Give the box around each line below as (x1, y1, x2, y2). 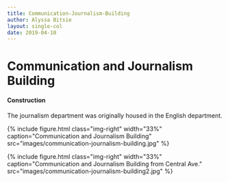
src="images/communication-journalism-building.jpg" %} (7, 139, 170, 147)
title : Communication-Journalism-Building (7, 10, 130, 17)
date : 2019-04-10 (7, 29, 57, 36)
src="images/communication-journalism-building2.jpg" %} (7, 167, 173, 175)
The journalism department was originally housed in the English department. (7, 111, 223, 120)
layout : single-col (7, 23, 63, 29)
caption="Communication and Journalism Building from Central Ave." (7, 159, 203, 168)
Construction (7, 96, 46, 105)
